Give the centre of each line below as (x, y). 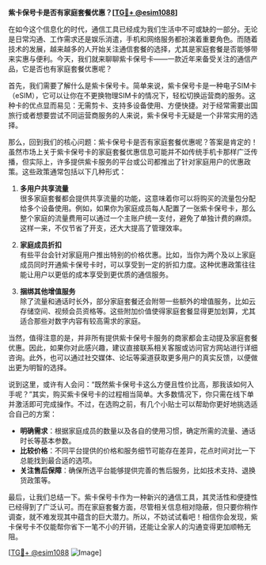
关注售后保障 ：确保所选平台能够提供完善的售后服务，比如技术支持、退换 (137, 470)
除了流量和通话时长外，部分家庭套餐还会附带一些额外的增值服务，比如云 (137, 301)
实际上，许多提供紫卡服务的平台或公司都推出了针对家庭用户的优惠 (136, 162)
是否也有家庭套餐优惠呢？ (70, 69)
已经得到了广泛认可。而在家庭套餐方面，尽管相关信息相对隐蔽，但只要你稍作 (133, 507)
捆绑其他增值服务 (47, 291)
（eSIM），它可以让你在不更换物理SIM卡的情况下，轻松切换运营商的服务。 (129, 95)
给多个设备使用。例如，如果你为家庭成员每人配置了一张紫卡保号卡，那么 (137, 208)
